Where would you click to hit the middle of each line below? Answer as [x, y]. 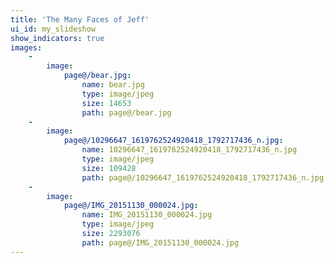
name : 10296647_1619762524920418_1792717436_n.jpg [189, 150]
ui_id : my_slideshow [53, 29]
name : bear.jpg [113, 85]
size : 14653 [106, 103]
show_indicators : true [57, 38]
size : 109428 [109, 168]
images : [26, 47]
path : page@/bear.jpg [126, 112]
